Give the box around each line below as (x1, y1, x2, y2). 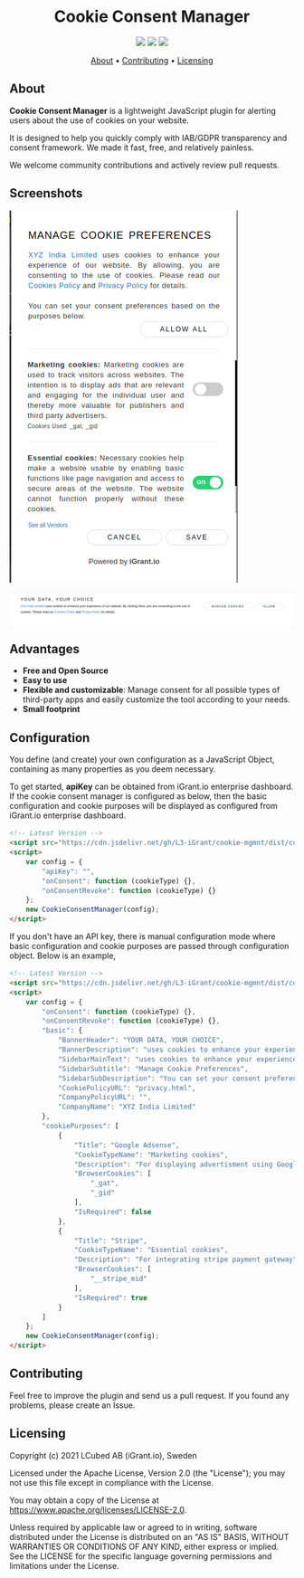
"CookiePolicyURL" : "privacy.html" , (57, 1083, 196, 1092)
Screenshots (9, 185, 83, 201)
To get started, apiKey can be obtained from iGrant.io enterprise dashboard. (9, 781, 294, 793)
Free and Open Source (22, 665, 109, 676)
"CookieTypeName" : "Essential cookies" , (73, 1246, 229, 1255)
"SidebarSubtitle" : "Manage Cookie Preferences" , (57, 1064, 249, 1073)
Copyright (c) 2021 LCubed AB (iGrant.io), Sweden (9, 1450, 197, 1460)
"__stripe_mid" (90, 1274, 147, 1284)
